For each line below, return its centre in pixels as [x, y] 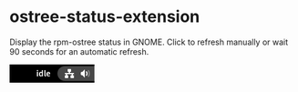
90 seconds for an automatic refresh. [79, 51]
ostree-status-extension [105, 17]
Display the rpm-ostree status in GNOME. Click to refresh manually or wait [149, 42]
